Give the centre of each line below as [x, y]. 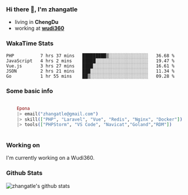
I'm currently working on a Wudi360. [51, 158]
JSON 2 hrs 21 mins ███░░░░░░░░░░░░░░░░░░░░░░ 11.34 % [90, 71]
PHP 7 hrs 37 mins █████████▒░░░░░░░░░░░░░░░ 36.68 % [90, 56]
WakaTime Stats [30, 43]
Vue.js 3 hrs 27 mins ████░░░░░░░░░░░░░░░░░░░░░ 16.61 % [90, 66]
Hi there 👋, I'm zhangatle [42, 9]
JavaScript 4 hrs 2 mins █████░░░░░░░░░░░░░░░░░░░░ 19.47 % [90, 61]
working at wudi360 [39, 28]
